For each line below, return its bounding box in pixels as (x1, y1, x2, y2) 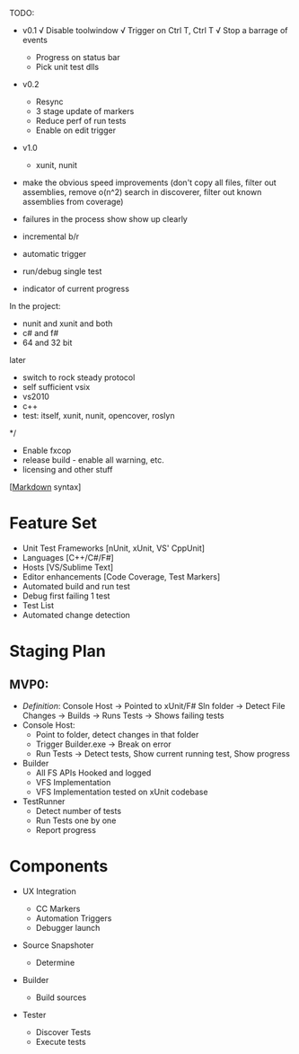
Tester (22, 1009, 47, 1020)
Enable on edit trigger (35, 125, 117, 136)
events (22, 35, 48, 45)
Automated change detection (22, 609, 130, 620)
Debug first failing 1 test (22, 590, 110, 601)
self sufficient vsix (22, 382, 91, 392)
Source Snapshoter (22, 939, 94, 951)
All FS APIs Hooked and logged (35, 767, 152, 778)
